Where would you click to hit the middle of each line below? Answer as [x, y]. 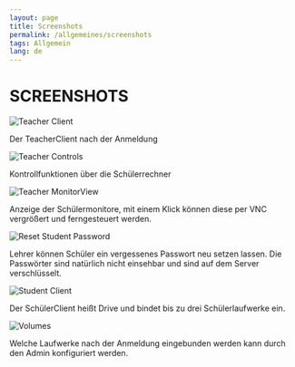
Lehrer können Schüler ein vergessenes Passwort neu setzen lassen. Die [146, 254]
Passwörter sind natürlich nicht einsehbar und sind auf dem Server [134, 264]
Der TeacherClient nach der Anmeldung [84, 139]
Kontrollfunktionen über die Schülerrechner [90, 174]
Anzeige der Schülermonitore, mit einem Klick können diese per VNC [138, 209]
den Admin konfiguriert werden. [69, 353]
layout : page [34, 18]
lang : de [26, 52]
